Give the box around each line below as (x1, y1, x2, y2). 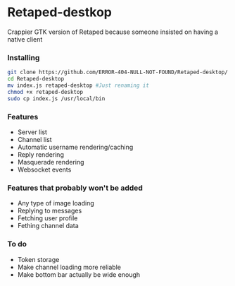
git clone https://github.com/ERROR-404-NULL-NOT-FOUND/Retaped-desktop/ (7, 68, 229, 76)
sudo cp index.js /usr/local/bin (7, 95, 106, 102)
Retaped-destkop (7, 4, 113, 20)
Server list (17, 128, 48, 136)
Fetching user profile (17, 214, 78, 222)
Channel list (17, 135, 52, 143)
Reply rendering (17, 150, 65, 159)
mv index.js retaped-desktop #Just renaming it (7, 82, 150, 89)
